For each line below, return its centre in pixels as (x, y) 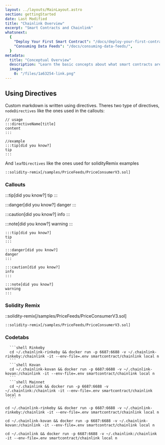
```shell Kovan (25, 365)
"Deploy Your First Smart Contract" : (53, 42)
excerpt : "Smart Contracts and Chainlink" (49, 28)
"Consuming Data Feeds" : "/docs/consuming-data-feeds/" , (73, 46)
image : (16, 69)
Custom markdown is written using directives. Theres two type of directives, (82, 105)
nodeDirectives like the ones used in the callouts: (55, 111)
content (13, 128)
